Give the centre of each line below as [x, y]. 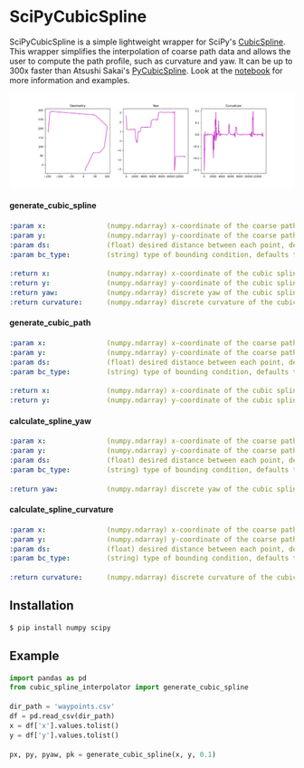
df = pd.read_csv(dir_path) [62, 716]
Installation [42, 605]
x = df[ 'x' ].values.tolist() [64, 725]
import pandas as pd [48, 678]
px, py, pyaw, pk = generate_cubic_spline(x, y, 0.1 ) [113, 754]
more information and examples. [70, 80]
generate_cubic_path [50, 322]
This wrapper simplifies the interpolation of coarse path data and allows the [150, 51]
